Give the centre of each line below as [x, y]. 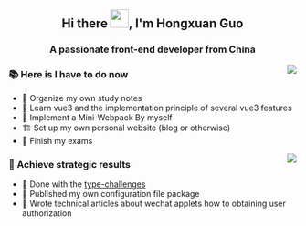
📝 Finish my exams [57, 140]
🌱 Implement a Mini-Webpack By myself [97, 117]
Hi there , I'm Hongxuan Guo [153, 24]
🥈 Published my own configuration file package [111, 193]
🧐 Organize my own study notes [82, 98]
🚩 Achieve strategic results [70, 164]
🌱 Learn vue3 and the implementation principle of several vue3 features [157, 108]
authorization [47, 213]
